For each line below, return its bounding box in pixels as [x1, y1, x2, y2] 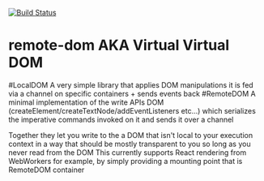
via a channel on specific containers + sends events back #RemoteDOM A [8, 88, 257, 98]
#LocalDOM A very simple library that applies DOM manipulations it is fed [8, 80, 253, 89]
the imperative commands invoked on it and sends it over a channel [8, 114, 234, 124]
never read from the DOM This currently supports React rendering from [8, 147, 247, 157]
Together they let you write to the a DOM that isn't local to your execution [8, 130, 253, 140]
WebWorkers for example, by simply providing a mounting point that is [8, 156, 243, 166]
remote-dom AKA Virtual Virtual [8, 37, 230, 54]
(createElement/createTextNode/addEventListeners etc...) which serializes [8, 106, 257, 115]
